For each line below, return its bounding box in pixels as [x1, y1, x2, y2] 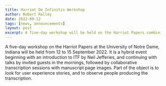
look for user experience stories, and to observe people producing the [5, 70, 148, 76]
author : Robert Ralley [5, 12, 52, 17]
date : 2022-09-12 [5, 16, 41, 21]
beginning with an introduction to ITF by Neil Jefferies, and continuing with [5, 54, 157, 60]
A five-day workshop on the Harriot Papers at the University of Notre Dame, [5, 44, 160, 49]
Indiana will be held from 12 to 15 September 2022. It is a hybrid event [5, 49, 147, 55]
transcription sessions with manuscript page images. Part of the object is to [5, 65, 159, 71]
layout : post [5, 26, 32, 31]
